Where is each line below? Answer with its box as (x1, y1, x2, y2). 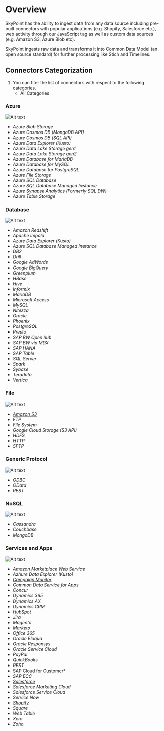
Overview (5, 4, 47, 15)
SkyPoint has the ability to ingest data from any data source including (5, 20, 149, 26)
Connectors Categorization (5, 66, 93, 75)
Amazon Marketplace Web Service (12, 566, 86, 572)
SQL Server (12, 356, 37, 362)
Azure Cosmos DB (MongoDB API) (12, 129, 84, 136)
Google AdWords (12, 259, 48, 265)
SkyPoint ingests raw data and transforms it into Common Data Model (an (5, 46, 158, 52)
